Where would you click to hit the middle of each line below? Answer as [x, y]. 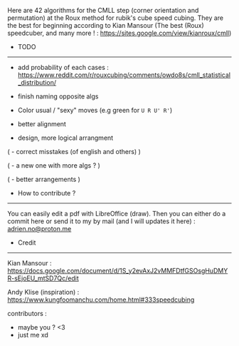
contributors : [27, 314]
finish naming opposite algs [58, 96]
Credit [27, 243]
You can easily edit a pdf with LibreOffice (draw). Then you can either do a [117, 214]
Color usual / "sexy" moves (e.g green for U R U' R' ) [95, 110]
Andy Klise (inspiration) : [43, 292]
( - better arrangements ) [44, 179]
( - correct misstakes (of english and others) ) [74, 152]
